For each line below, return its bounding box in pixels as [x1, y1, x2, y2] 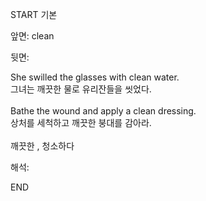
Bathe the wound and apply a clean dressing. [10, 105, 197, 117]
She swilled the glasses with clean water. [10, 71, 180, 83]
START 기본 [10, 9, 58, 20]
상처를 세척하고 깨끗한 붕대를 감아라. [10, 117, 152, 128]
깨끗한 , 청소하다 [10, 140, 75, 152]
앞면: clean [10, 30, 55, 42]
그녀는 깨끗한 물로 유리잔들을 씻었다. [10, 83, 152, 95]
